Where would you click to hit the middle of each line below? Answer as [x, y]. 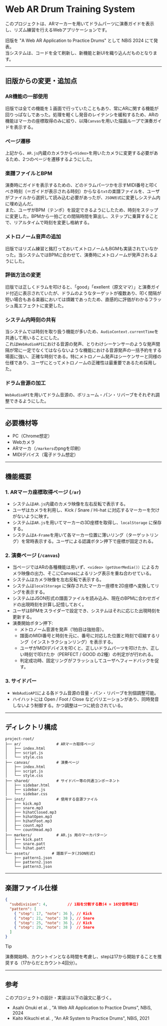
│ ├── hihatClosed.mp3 [31, 813]
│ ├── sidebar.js [25, 790]
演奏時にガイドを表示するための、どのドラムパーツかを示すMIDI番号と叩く [82, 185]
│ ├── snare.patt [25, 844]
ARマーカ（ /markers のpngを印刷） [48, 448]
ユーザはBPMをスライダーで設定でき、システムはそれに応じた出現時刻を [86, 611]
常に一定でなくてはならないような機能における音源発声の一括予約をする [88, 350]
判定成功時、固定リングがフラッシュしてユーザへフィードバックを [87, 661]
